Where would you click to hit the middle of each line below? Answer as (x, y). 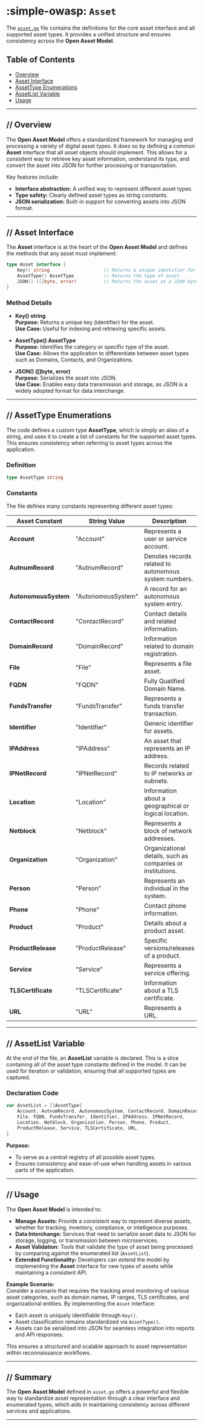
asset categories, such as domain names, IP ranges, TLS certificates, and (98, 1297)
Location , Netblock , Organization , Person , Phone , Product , (94, 1123)
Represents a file (168, 664)
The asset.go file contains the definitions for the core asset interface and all (101, 28)
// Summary (29, 1377)
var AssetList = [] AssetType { (44, 1106)
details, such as (166, 856)
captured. (18, 1077)
